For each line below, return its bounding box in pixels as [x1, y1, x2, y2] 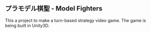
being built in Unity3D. [5, 22, 50, 28]
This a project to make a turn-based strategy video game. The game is [5, 17, 147, 23]
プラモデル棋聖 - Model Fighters [5, 4, 103, 13]
